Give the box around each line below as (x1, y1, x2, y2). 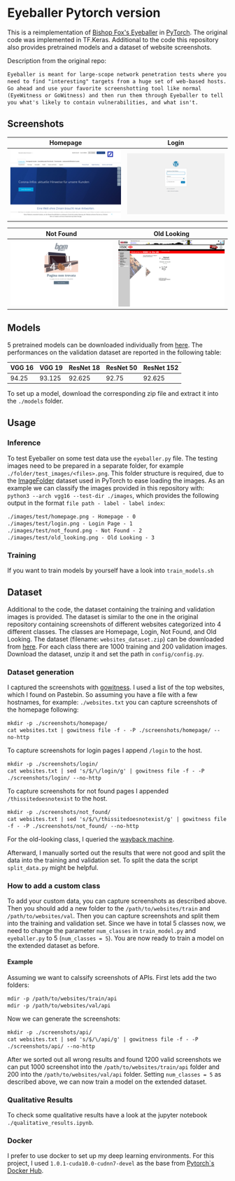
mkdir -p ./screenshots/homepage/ (7, 720, 108, 727)
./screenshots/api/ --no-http (7, 1042, 96, 1050)
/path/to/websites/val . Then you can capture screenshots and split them (7, 912, 220, 920)
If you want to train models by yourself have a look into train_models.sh (7, 566, 215, 575)
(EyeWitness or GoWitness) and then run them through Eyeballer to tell (7, 92, 224, 99)
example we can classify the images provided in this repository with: (7, 483, 205, 492)
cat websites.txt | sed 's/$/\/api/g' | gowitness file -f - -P (7, 1035, 199, 1043)
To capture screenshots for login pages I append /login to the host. (7, 746, 203, 754)
